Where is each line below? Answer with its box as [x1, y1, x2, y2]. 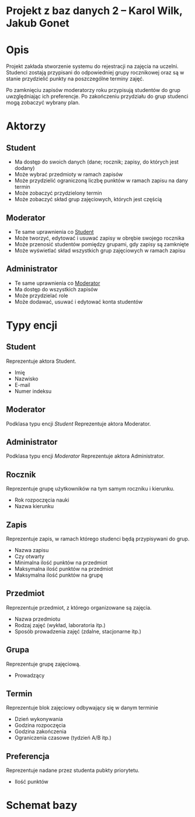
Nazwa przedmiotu [14, 615, 61, 622]
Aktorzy [6, 120, 46, 133]
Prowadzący [14, 672, 45, 679]
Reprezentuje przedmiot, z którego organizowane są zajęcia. [6, 604, 152, 611]
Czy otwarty [14, 553, 45, 560]
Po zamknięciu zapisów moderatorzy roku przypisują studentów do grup [6, 87, 181, 94]
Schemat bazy [6, 799, 78, 812]
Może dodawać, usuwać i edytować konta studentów [14, 298, 143, 305]
